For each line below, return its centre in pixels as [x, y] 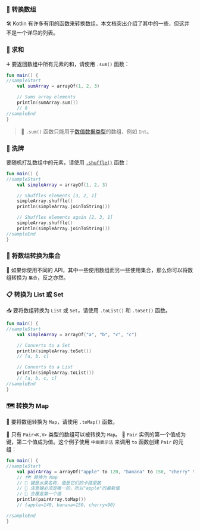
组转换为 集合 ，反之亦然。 [37, 277]
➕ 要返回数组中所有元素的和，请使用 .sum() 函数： [68, 64]
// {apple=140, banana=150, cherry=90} [66, 505]
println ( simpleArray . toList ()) [56, 373]
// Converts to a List [45, 367]
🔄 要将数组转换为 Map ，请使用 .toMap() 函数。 [62, 422]
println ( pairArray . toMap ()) [51, 500]
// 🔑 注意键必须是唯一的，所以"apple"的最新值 [68, 488]
